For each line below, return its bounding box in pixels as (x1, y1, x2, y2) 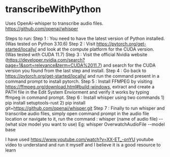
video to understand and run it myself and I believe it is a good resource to (5, 141, 161, 147)
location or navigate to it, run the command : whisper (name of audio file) (5, 116, 158, 122)
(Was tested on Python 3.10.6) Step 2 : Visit (5, 40, 95, 46)
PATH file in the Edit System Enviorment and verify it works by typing (5, 89, 149, 95)
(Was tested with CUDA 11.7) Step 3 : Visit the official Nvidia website (5, 51, 148, 58)
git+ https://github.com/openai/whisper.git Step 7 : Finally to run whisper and (5, 105, 165, 111)
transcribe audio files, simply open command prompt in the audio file (5, 110, 150, 117)
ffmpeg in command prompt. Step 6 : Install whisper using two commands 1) (5, 94, 165, 100)
